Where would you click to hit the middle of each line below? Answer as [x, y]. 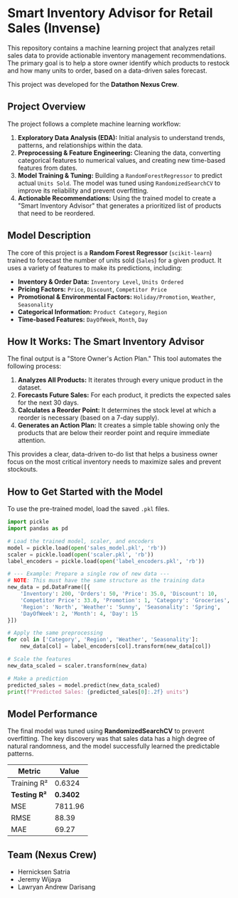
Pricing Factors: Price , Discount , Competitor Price [92, 289]
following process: [34, 366]
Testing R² [29, 795]
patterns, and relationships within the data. [80, 145]
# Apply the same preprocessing [55, 633]
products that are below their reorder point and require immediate [114, 433]
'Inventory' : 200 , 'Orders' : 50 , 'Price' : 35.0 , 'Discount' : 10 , [119, 594]
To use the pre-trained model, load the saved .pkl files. [88, 509]
